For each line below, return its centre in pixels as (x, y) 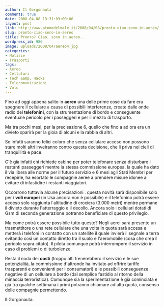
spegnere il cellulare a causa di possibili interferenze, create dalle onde (77, 107)
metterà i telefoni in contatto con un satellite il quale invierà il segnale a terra (82, 233)
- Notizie (15, 55)
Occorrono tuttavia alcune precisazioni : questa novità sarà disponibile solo (81, 192)
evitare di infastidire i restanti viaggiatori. (46, 182)
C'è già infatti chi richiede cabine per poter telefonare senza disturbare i (78, 162)
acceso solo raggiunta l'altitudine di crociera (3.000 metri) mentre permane (81, 203)
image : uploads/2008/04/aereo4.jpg (41, 46)
